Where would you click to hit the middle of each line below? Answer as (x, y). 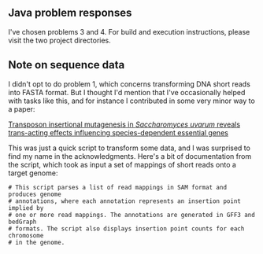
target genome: (33, 173)
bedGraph (22, 222)
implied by (26, 208)
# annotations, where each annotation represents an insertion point (125, 201)
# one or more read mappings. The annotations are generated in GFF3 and (132, 215)
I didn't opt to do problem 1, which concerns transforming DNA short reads (129, 84)
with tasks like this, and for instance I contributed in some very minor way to (132, 101)
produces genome (35, 194)
